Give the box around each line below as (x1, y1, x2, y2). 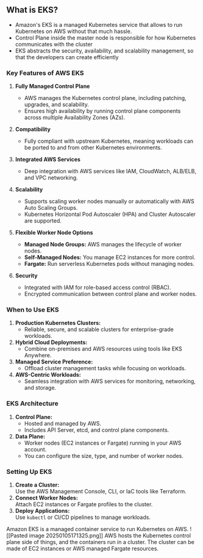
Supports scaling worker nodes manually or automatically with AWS (24, 198, 194, 205)
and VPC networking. (24, 174, 78, 182)
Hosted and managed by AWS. (24, 420, 102, 427)
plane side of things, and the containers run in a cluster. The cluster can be (6, 538, 195, 545)
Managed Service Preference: (15, 358, 93, 365)
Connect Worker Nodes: (15, 494, 78, 501)
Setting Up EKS (6, 467, 52, 476)
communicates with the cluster (15, 40, 93, 48)
